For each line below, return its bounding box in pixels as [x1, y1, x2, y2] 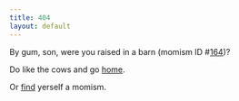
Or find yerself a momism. [9, 81, 107, 92]
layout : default [9, 22, 71, 31]
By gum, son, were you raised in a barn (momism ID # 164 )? [9, 46, 231, 57]
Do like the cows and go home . [9, 64, 125, 75]
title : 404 [9, 13, 51, 23]
